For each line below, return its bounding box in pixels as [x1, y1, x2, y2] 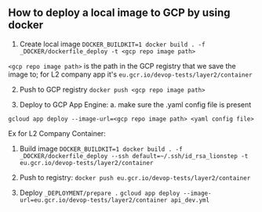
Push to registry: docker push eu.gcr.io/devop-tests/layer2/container [19, 172, 251, 182]
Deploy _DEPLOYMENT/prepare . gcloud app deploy [19, 188, 180, 197]
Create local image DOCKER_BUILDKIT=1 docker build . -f [19, 39, 206, 49]
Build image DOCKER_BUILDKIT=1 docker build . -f [19, 144, 183, 153]
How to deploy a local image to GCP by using [8, 6, 231, 20]
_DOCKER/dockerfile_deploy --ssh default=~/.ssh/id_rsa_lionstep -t [19, 152, 249, 160]
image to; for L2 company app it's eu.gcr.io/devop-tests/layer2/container [8, 70, 253, 79]
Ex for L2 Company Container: [8, 128, 106, 138]
